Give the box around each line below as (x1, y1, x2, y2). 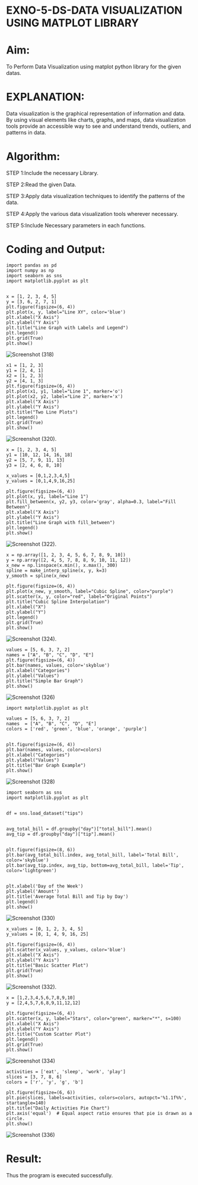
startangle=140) (6, 1100, 46, 1106)
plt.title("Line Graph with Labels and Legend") (6, 325, 129, 331)
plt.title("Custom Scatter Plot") (6, 1031, 92, 1037)
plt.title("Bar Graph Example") (6, 762, 86, 768)
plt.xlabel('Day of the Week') (6, 883, 84, 889)
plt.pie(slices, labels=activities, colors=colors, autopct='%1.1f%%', (6, 1095, 187, 1101)
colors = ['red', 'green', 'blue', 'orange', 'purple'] (6, 726, 147, 732)
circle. (6, 1115, 25, 1121)
